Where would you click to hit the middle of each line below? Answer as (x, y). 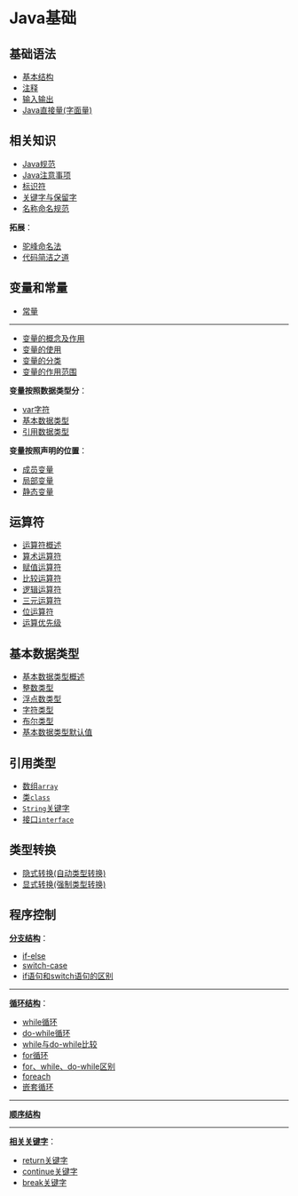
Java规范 (39, 163)
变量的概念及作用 (53, 338)
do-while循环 (46, 1033)
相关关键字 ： (32, 1141)
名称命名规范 (45, 208)
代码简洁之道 (45, 257)
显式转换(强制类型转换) (64, 884)
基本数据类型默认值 (57, 732)
